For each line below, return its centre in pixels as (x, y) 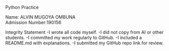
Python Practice (22, 7)
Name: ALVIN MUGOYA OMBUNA (40, 17)
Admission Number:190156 (33, 22)
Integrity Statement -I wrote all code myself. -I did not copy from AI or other (84, 32)
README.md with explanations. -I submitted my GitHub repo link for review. (84, 43)
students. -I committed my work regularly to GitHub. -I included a (74, 38)
